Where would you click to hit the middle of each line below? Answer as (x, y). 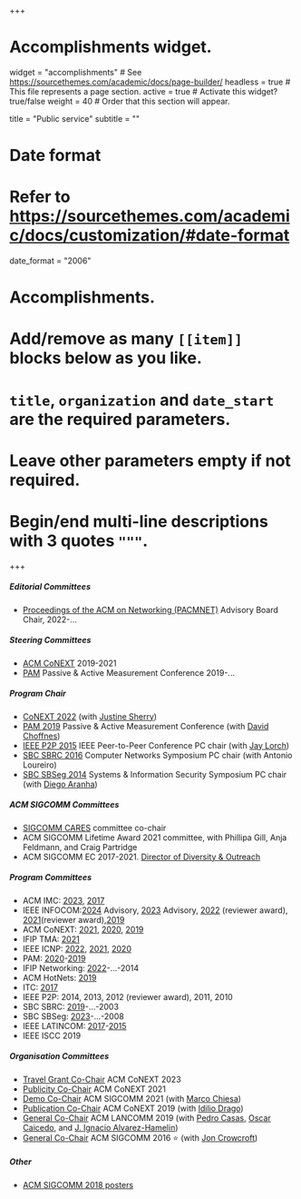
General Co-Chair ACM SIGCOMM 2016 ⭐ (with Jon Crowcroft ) (140, 1137)
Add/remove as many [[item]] (126, 339)
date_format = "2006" (50, 261)
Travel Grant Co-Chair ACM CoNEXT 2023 (102, 1079)
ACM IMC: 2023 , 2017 (63, 900)
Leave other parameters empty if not (150, 461)
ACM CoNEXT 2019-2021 (69, 663)
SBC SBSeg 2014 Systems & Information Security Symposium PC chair (155, 774)
